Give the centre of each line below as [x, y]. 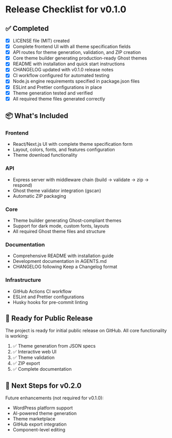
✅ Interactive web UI [35, 352]
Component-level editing [39, 430]
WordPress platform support [43, 408]
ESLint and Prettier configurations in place [57, 87]
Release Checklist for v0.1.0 [66, 9]
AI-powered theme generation [45, 413]
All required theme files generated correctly [59, 99]
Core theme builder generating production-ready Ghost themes [80, 58]
